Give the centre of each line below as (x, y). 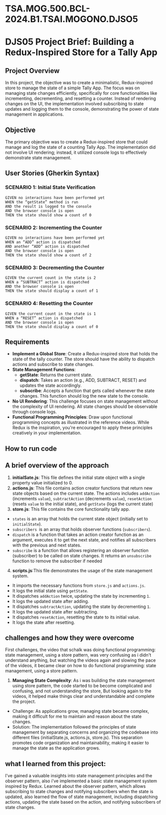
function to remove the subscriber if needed (57, 561)
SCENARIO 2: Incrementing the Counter (54, 227)
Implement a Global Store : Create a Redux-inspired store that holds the (85, 354)
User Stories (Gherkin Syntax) (52, 173)
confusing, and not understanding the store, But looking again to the (82, 691)
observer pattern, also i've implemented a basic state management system (81, 781)
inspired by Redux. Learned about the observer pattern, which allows (75, 786)
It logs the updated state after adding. (51, 601)
